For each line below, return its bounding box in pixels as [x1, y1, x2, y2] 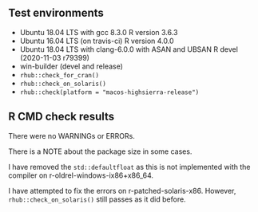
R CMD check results [8, 110, 115, 124]
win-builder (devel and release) [19, 61, 124, 71]
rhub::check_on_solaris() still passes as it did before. [8, 194, 186, 204]
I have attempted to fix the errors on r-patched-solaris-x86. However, [8, 186, 236, 195]
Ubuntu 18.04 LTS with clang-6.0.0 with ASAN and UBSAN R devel [19, 44, 238, 54]
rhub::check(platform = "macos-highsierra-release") [19, 88, 200, 96]
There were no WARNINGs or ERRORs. [8, 131, 136, 140]
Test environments [8, 6, 104, 20]
